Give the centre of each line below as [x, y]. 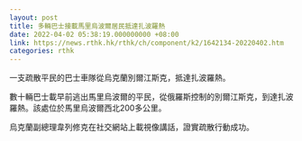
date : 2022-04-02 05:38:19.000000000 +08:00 [94, 34]
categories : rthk [42, 51]
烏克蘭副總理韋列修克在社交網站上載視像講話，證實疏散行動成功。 [132, 128]
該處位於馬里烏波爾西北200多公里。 [100, 108]
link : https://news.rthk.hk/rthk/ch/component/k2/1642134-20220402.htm [146, 43]
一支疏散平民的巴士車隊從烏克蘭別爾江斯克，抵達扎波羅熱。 [120, 78]
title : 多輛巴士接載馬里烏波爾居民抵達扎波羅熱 [87, 26]
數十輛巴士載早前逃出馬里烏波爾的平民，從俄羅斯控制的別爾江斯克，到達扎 [147, 97]
